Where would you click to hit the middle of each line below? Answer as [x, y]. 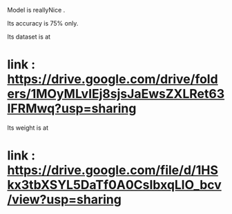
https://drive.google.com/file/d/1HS [113, 170]
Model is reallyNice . [36, 10]
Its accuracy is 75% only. [43, 23]
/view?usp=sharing [65, 200]
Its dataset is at [29, 37]
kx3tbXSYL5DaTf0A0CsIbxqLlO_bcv [115, 185]
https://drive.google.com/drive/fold [113, 79]
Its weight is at [28, 128]
